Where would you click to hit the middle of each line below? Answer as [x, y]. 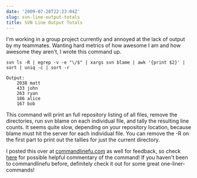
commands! [21, 170]
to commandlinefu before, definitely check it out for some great [83, 164]
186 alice [29, 99]
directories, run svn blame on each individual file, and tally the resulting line [98, 121]
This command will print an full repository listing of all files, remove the [92, 115]
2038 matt [29, 83]
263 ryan [27, 94]
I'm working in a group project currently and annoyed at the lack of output [96, 39]
